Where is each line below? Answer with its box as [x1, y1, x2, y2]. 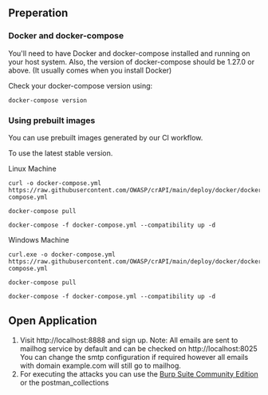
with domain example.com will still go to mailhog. [19, 361, 182, 370]
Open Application [8, 314, 97, 328]
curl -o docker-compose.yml [8, 179, 102, 187]
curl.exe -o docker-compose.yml [8, 251, 116, 259]
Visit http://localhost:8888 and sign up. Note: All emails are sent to [19, 335, 238, 345]
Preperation [8, 6, 69, 20]
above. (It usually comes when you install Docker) [8, 65, 172, 75]
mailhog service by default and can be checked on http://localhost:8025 [19, 343, 258, 354]
